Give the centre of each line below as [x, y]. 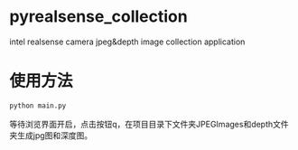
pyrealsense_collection [98, 17]
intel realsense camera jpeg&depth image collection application [127, 42]
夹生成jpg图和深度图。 [51, 135]
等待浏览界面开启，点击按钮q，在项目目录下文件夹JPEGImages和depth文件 [149, 124]
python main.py [38, 106]
